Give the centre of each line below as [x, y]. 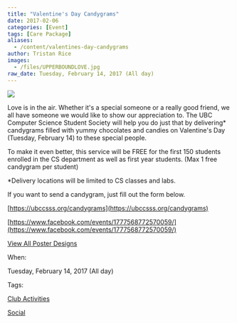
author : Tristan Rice [39, 54]
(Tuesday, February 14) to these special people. [77, 138]
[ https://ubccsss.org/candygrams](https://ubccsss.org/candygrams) [108, 208]
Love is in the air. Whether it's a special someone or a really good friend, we [118, 107]
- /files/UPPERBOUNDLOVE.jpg [57, 67]
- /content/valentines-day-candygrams [72, 47]
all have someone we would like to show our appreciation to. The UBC [110, 115]
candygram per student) [43, 166]
